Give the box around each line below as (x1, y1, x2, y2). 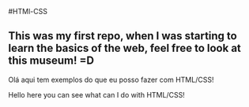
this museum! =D (8, 54, 95, 68)
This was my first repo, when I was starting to (8, 29, 237, 42)
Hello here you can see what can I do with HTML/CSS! (8, 90, 186, 99)
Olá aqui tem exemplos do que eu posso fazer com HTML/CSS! (8, 75, 214, 84)
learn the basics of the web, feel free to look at (8, 42, 241, 55)
